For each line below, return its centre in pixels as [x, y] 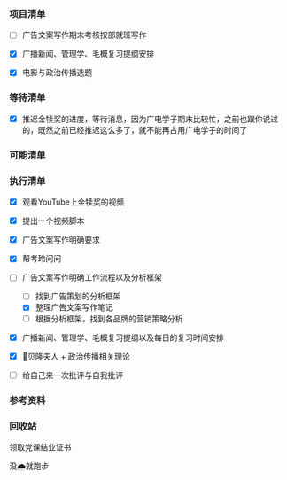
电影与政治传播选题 [57, 73]
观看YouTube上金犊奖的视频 [73, 202]
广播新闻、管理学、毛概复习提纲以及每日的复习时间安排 [123, 337]
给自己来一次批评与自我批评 [73, 375]
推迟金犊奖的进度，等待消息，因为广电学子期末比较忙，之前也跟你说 [146, 119]
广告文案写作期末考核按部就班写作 [84, 35]
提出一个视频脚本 [53, 221]
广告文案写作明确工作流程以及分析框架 [92, 277]
